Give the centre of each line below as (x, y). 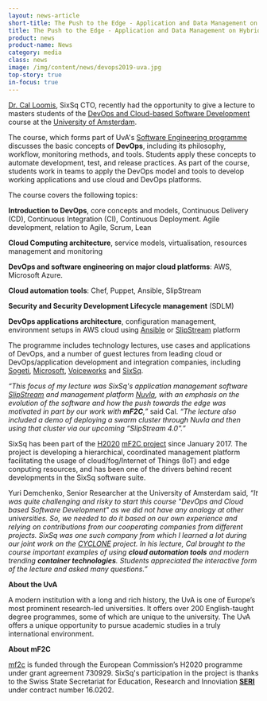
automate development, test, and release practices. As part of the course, (129, 162)
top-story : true (35, 75)
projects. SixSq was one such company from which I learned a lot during (128, 535)
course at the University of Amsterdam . (73, 122)
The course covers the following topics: (73, 195)
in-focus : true (33, 82)
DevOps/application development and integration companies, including (124, 362)
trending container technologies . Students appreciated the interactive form (133, 560)
